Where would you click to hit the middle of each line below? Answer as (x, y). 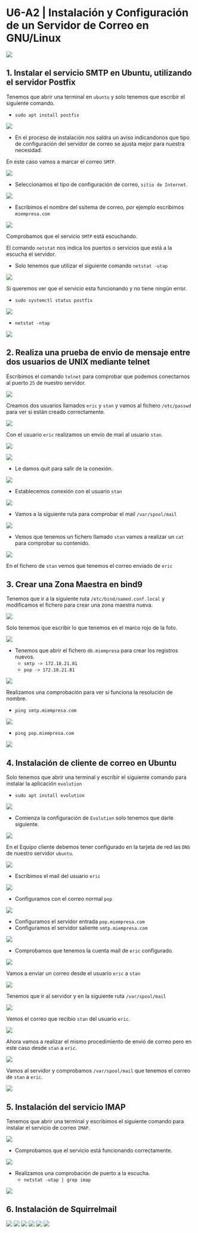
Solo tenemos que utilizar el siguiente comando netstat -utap (91, 265)
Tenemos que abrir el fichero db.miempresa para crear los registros (96, 651)
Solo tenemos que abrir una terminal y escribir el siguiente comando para (96, 777)
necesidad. (29, 150)
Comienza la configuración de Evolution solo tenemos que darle (94, 818)
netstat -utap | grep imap (57, 1180)
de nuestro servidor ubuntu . (40, 854)
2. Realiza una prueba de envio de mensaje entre (98, 353)
